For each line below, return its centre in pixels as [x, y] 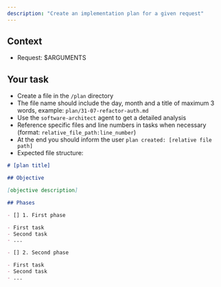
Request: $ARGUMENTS [51, 58]
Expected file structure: [50, 153]
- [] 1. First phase [37, 215]
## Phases [21, 203]
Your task [28, 79]
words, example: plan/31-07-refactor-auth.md [83, 111]
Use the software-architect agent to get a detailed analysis [102, 118]
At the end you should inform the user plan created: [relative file [115, 140]
